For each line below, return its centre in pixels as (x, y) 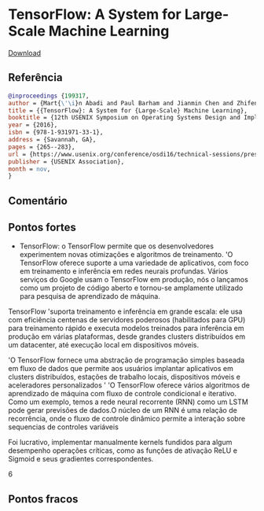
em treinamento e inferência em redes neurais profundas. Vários (124, 271)
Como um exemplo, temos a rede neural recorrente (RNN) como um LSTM (128, 402)
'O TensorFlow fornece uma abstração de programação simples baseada (126, 360)
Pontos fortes (42, 228)
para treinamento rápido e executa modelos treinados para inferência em (126, 329)
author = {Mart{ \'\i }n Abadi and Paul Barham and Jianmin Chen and (121, 103)
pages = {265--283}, (42, 147)
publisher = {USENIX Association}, (66, 162)
